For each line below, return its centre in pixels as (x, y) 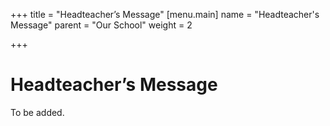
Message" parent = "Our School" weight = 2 (101, 25)
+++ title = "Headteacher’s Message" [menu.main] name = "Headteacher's (165, 14)
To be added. (37, 112)
